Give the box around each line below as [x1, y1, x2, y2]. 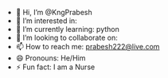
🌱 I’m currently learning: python [15, 25, 119, 33]
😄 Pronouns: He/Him [15, 53, 86, 63]
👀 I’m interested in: [15, 16, 77, 25]
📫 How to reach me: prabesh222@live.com [15, 42, 160, 51]
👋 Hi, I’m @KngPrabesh [15, 8, 93, 17]
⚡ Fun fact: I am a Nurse [15, 62, 96, 72]
